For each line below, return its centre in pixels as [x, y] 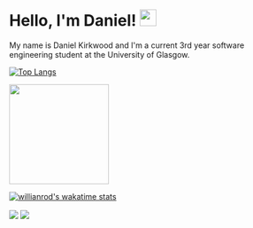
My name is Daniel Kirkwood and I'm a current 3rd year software [127, 45]
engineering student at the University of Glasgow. [100, 54]
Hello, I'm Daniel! [73, 21]
